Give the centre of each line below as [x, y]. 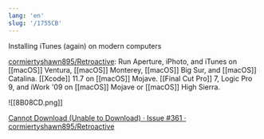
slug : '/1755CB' [35, 23]
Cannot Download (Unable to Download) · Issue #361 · [97, 117]
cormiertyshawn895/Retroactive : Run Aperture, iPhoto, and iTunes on [123, 62]
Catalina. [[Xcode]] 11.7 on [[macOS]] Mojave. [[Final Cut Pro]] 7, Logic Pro [130, 78]
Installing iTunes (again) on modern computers [85, 46]
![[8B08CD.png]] [35, 102]
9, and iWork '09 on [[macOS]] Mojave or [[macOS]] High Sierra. [114, 87]
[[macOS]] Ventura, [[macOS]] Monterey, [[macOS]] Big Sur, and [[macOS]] [132, 69]
